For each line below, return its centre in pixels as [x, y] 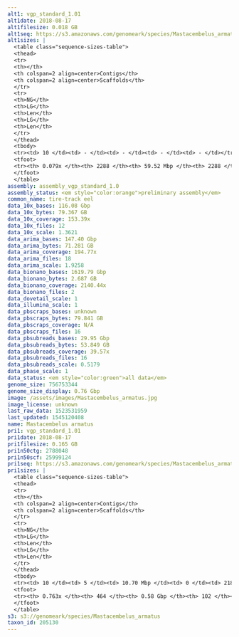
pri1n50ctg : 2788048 [38, 451]
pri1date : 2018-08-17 [39, 437]
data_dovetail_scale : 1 [43, 299]
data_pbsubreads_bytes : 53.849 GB [59, 345]
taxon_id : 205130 [33, 623]
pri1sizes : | [27, 470]
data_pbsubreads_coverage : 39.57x [59, 352]
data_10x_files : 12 [36, 226]
